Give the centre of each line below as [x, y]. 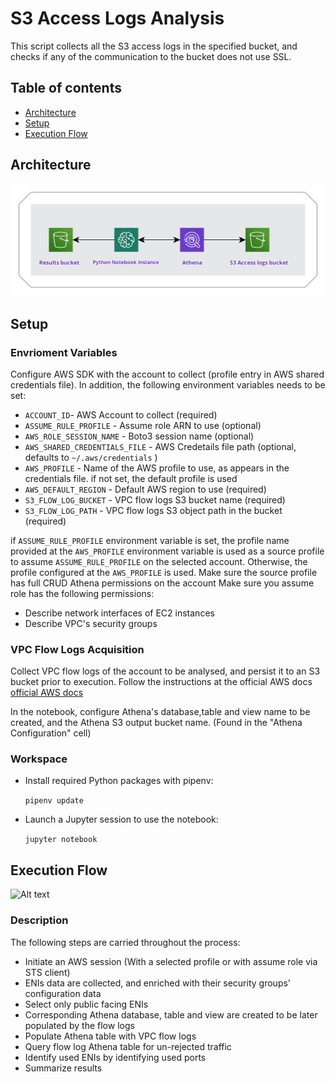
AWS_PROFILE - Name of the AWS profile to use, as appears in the [157, 468]
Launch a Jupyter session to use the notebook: [121, 819]
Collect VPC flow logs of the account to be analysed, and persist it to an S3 [165, 671]
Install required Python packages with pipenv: [119, 781]
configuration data [63, 993]
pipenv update [54, 801]
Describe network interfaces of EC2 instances [119, 613]
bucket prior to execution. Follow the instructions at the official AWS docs [161, 682]
